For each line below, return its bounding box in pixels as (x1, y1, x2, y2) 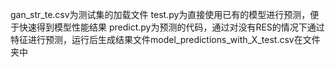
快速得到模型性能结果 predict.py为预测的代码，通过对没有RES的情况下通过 (18, 21, 325, 33)
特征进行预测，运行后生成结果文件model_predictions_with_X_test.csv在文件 (10, 34, 321, 45)
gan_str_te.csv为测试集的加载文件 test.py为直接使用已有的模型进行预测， (10, 9, 311, 20)
